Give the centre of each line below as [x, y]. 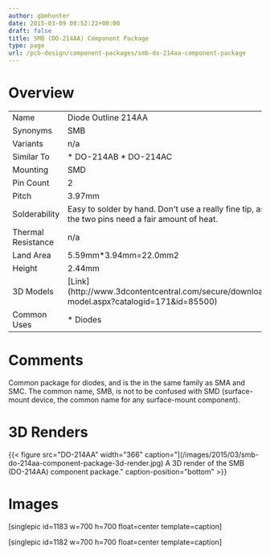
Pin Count [31, 183]
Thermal [28, 232]
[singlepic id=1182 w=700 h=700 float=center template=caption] [115, 542]
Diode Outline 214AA [108, 117]
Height [25, 268]
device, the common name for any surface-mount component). [136, 400]
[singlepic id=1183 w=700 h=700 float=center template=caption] [115, 526]
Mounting [31, 170]
